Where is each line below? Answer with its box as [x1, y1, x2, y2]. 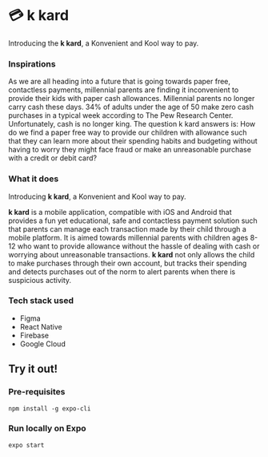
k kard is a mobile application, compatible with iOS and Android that [8, 207, 232, 216]
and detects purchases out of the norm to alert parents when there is [8, 266, 236, 277]
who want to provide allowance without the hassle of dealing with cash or [17, 241, 260, 251]
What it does [8, 173, 59, 184]
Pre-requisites [8, 386, 66, 398]
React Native [19, 322, 62, 331]
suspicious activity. [8, 275, 72, 285]
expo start [8, 441, 45, 449]
